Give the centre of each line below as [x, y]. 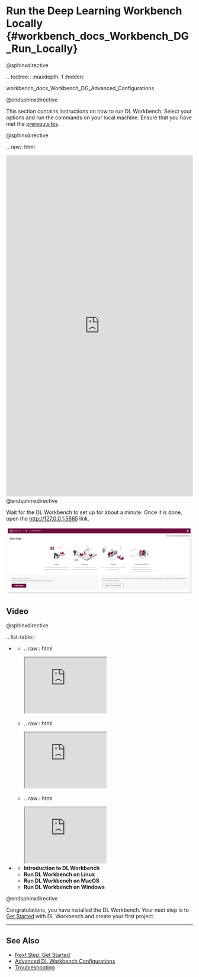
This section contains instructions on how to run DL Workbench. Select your [99, 111]
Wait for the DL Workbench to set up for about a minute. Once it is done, [94, 512]
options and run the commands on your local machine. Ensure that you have [99, 118]
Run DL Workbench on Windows [64, 887]
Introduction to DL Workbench [62, 868]
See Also [23, 940]
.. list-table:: [21, 637]
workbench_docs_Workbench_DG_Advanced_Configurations [80, 88]
